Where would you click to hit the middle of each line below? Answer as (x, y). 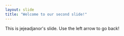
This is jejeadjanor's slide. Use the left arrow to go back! (62, 28)
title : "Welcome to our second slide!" (46, 14)
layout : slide (20, 10)
